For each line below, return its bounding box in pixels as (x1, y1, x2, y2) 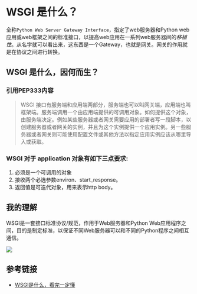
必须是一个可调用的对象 (14, 169, 72, 176)
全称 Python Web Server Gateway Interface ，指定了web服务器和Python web (6, 26, 190, 33)
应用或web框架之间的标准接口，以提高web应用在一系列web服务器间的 (6, 33, 177, 40)
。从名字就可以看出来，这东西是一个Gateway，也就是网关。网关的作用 (11, 41, 183, 48)
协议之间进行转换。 (16, 48, 63, 55)
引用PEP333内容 (6, 86, 54, 95)
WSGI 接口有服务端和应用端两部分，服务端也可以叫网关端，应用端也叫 (20, 101, 191, 108)
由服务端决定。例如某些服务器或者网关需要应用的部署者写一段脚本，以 (20, 116, 192, 123)
